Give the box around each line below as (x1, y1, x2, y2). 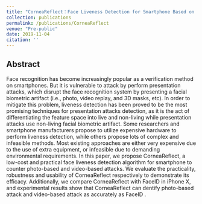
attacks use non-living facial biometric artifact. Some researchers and (6, 120, 180, 127)
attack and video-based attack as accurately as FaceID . (6, 191, 147, 198)
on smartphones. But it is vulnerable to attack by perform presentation (6, 81, 181, 89)
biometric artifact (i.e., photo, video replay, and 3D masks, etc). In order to (6, 94, 191, 101)
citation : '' (6, 37, 39, 43)
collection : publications (6, 14, 71, 21)
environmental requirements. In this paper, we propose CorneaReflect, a (6, 152, 186, 159)
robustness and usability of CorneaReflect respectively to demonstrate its (6, 171, 189, 179)
